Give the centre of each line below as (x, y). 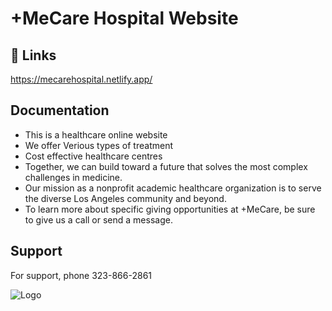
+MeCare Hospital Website (124, 18)
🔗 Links (33, 55)
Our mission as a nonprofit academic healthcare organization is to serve (173, 188)
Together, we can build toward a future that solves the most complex (166, 166)
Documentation (60, 110)
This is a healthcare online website (96, 134)
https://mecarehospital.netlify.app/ (81, 79)
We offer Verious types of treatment (98, 145)
